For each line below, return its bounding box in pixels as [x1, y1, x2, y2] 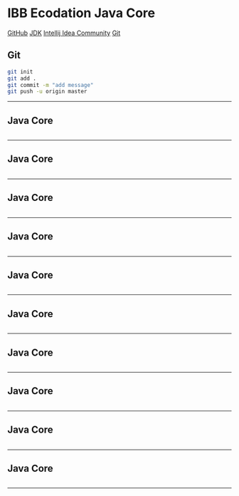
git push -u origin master [7, 88, 87, 95]
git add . [7, 75, 37, 82]
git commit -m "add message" [7, 81, 94, 88]
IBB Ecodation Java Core [7, 5, 156, 21]
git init [7, 68, 33, 76]
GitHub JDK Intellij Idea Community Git [7, 29, 121, 37]
